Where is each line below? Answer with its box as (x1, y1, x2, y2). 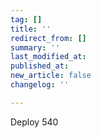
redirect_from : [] (10, 33, 87, 43)
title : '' (10, 24, 52, 34)
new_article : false (10, 71, 92, 81)
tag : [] (10, 14, 43, 25)
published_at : (10, 61, 70, 71)
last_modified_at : (10, 52, 87, 62)
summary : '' (10, 42, 60, 53)
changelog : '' (10, 80, 70, 90)
